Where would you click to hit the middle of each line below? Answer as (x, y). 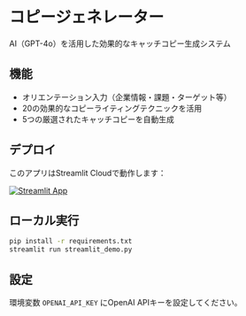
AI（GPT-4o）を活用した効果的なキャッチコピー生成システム (120, 43)
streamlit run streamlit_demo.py (71, 250)
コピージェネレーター (87, 17)
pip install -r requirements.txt (71, 242)
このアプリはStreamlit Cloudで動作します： (88, 173)
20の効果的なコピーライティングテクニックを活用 (112, 108)
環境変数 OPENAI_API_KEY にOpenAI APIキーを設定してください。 (126, 302)
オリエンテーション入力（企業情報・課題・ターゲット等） (127, 96)
